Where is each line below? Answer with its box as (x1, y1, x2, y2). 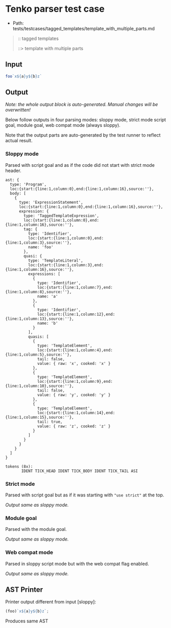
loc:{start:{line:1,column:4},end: (37, 348, 113, 353)
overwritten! (5, 107, 31, 113)
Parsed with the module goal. (5, 526, 67, 532)
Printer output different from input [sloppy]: (5, 599, 96, 605)
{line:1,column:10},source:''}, (5, 383, 74, 388)
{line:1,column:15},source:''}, (5, 415, 74, 420)
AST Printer (5, 586, 43, 594)
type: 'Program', (10, 182, 47, 187)
